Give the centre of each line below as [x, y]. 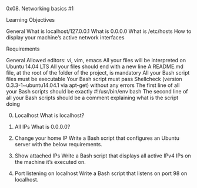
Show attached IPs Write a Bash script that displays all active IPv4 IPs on [103, 156]
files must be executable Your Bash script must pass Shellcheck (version [94, 79]
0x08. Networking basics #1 [40, 9]
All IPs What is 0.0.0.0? [42, 127]
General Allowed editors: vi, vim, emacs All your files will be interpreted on [96, 60]
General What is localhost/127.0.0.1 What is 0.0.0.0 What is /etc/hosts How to [99, 31]
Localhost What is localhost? [49, 115]
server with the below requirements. [59, 144]
